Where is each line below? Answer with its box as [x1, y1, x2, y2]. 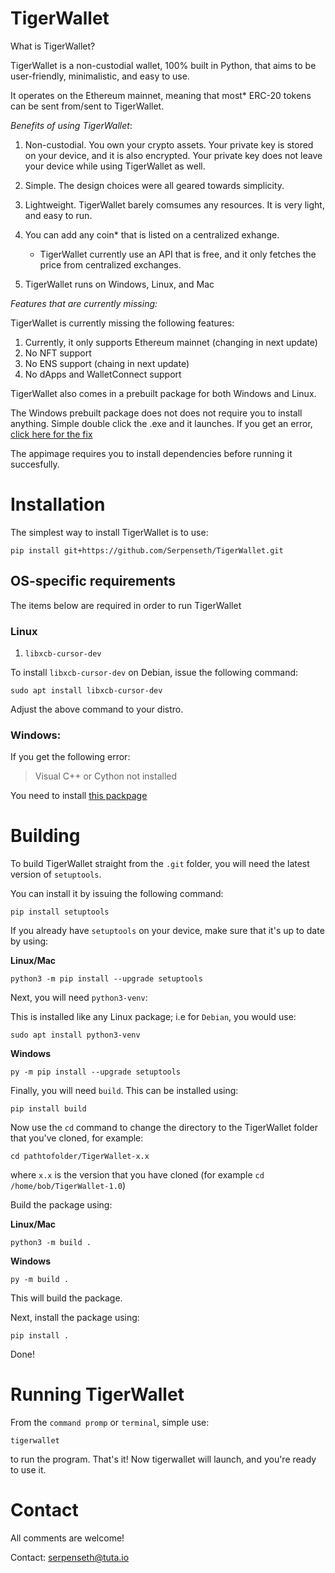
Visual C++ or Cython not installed [34, 770, 178, 782]
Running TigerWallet [10, 1383, 185, 1406]
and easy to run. [24, 209, 93, 221]
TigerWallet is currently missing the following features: [10, 317, 235, 329]
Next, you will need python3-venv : [10, 992, 148, 1004]
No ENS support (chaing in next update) [24, 357, 190, 369]
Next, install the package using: [10, 1312, 140, 1324]
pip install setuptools [10, 907, 110, 917]
